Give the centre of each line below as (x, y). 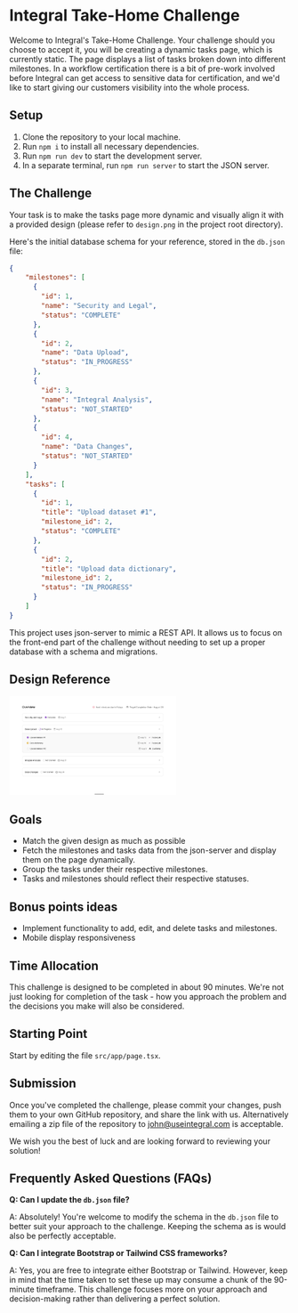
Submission (43, 1084)
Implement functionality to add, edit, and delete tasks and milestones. (149, 928)
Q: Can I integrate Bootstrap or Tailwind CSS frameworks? (119, 1253)
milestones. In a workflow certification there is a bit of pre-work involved (142, 69)
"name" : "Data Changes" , (87, 447)
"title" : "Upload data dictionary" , (109, 569)
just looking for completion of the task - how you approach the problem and (148, 997)
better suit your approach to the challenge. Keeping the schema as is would (148, 1227)
